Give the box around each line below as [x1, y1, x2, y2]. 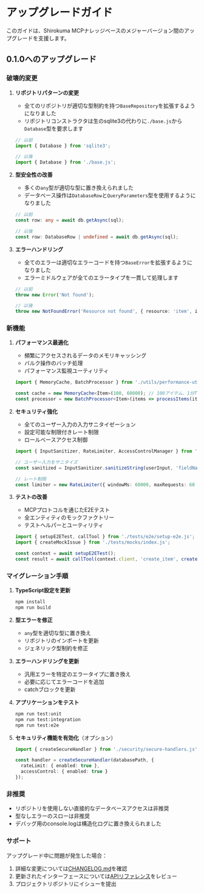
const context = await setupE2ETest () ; [15, 550, 117, 557]
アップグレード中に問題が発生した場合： [6, 852, 107, 859]
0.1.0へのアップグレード [6, 54, 97, 65]
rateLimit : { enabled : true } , [21, 763, 100, 769]
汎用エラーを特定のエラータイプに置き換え [24, 670, 131, 678]
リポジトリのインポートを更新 [24, 637, 99, 644]
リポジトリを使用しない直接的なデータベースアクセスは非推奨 [15, 805, 169, 812]
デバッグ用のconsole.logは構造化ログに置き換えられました [15, 820, 162, 827]
